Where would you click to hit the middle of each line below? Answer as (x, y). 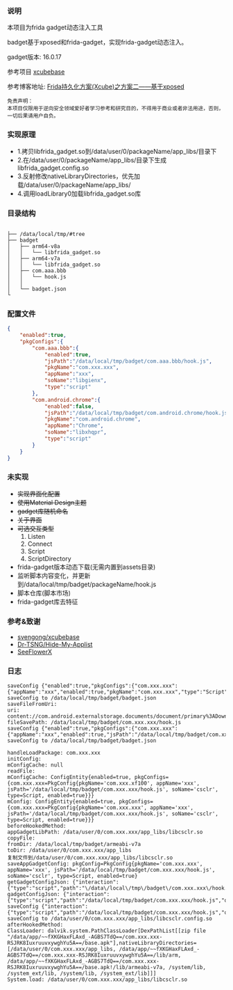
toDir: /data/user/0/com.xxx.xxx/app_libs (69, 851)
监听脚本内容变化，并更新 (54, 575)
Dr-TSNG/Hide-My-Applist (55, 645)
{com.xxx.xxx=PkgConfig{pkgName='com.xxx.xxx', (77, 808)
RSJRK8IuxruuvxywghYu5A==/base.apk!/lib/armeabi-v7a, (87, 968)
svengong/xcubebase (48, 637)
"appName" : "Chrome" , (74, 426)
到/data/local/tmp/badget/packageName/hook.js (87, 584)
